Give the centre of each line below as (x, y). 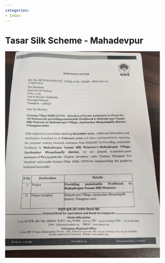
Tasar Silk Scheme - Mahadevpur (74, 41)
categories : (17, 10)
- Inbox (13, 15)
